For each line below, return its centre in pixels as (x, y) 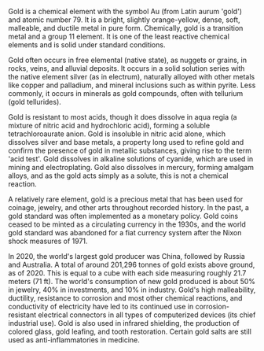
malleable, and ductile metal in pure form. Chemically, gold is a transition (126, 28)
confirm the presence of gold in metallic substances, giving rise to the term (130, 150)
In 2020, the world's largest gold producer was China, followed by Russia (126, 256)
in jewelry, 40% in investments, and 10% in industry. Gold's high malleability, (132, 290)
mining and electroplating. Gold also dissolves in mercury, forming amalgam (131, 167)
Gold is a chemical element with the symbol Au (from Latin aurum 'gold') (125, 11)
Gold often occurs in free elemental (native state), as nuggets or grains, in (128, 60)
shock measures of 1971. (48, 241)
